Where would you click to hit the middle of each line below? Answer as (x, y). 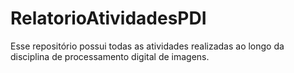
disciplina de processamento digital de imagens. (110, 56)
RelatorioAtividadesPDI (108, 18)
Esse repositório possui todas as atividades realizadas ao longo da (147, 46)
